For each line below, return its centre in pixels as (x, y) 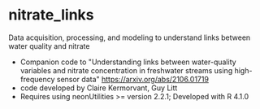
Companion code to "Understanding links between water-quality (128, 62)
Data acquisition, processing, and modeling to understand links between (130, 37)
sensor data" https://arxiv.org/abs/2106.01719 (133, 79)
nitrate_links (52, 15)
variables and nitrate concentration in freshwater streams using (126, 70)
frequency (37, 79)
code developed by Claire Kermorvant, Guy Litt (99, 88)
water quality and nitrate (49, 46)
